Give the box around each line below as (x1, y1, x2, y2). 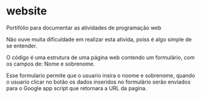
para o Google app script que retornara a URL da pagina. (6, 84, 147, 91)
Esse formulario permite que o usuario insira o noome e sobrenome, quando (6, 72, 196, 79)
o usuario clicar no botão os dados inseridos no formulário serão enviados (6, 78, 191, 85)
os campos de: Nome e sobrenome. (6, 60, 95, 67)
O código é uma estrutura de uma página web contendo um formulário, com (6, 54, 195, 61)
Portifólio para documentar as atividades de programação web (6, 24, 161, 31)
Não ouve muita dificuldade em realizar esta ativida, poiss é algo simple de (6, 35, 192, 43)
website (6, 4, 47, 18)
